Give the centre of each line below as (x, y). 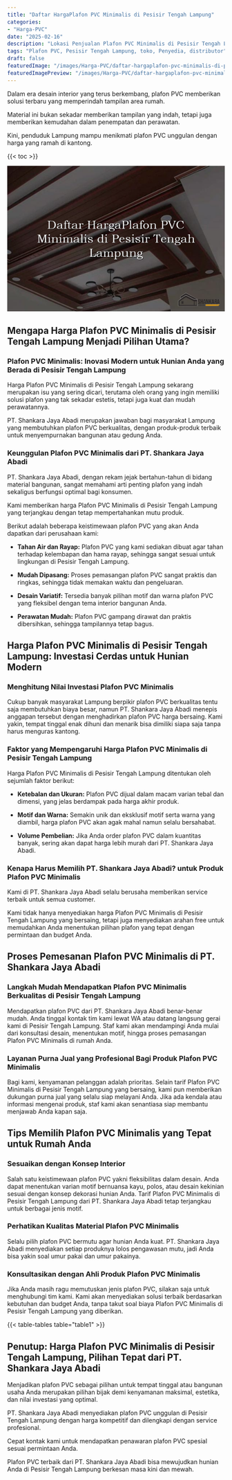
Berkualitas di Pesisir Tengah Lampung (74, 996)
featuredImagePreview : (40, 73)
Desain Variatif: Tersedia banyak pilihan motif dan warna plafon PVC (115, 595)
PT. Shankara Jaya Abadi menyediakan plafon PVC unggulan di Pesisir (107, 1413)
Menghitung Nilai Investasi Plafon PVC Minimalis (90, 687)
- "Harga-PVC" (28, 29)
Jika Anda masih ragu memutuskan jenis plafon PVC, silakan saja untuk (108, 1289)
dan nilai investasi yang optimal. (52, 1399)
